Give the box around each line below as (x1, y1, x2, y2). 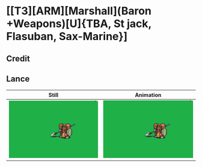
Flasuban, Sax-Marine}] (6, 30, 128, 43)
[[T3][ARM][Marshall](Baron (6, 4, 151, 18)
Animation (135, 91, 162, 98)
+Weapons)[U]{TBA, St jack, (6, 17, 151, 31)
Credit (6, 53, 30, 63)
